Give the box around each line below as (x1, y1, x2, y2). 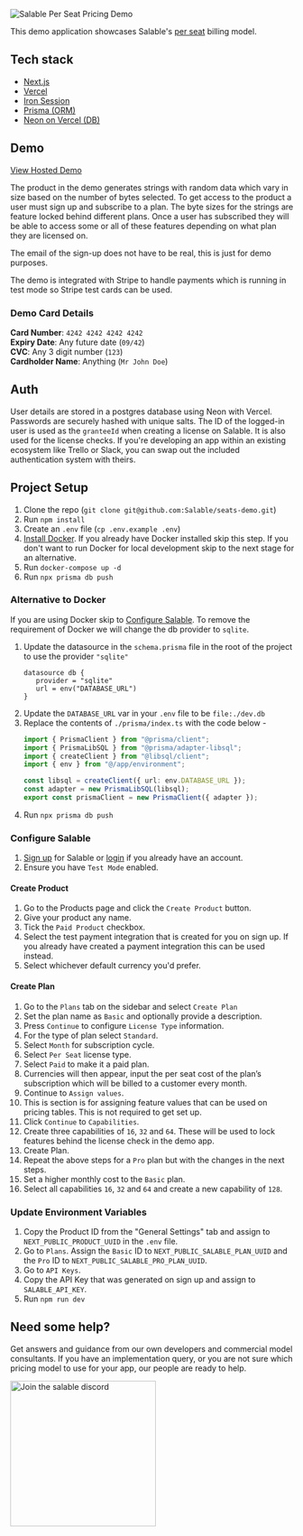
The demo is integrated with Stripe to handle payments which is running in (10, 274, 287, 285)
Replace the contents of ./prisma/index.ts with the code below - (23, 717, 267, 728)
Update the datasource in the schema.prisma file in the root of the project (23, 641, 293, 652)
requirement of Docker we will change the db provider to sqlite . (10, 624, 250, 634)
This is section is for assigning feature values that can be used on (23, 1096, 268, 1107)
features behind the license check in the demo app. (23, 1135, 215, 1146)
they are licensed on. (10, 230, 88, 241)
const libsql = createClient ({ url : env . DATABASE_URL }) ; (23, 776, 246, 785)
